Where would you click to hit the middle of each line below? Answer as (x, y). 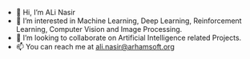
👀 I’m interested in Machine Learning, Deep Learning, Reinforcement (129, 21)
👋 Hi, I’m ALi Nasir (46, 12)
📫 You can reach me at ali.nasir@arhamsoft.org (95, 47)
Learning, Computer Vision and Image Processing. (99, 29)
